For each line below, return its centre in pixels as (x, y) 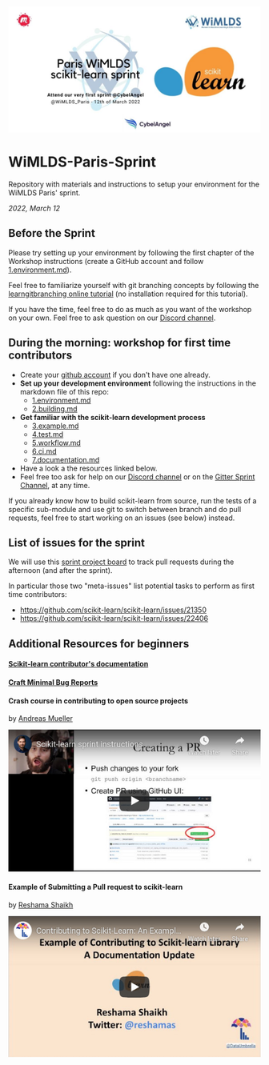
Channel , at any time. (55, 485)
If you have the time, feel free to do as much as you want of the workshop (130, 309)
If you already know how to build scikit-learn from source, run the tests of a (132, 500)
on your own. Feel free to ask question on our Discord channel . (112, 318)
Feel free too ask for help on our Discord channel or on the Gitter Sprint (137, 476)
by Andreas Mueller (41, 719)
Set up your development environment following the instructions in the (138, 383)
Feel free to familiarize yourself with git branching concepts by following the (134, 285)
